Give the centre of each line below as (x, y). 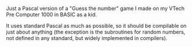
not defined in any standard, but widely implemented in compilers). (87, 38)
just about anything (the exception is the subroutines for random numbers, (96, 32)
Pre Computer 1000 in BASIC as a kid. (52, 15)
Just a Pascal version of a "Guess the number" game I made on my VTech (95, 8)
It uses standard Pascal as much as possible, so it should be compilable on (96, 26)
